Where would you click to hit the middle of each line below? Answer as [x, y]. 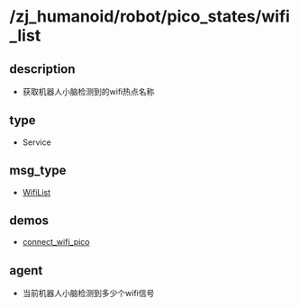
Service [36, 142]
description [42, 69]
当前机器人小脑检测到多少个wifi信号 [88, 293]
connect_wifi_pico [56, 242]
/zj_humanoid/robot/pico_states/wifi [150, 17]
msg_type [38, 171]
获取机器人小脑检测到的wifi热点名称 [88, 91]
